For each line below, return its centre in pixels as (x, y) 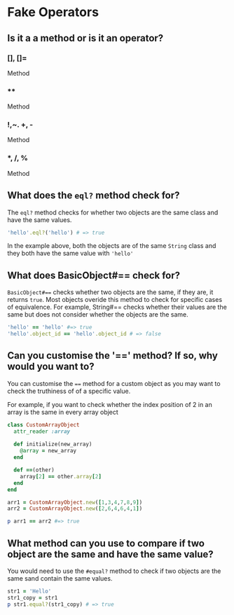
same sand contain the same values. (60, 579)
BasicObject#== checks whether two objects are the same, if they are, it (110, 292)
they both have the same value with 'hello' (70, 254)
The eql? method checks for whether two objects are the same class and (113, 212)
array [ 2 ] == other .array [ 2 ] (61, 476)
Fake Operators (53, 12)
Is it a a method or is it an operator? (85, 38)
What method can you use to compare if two (106, 543)
